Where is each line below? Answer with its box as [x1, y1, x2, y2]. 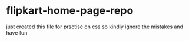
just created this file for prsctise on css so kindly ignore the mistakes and [6, 23, 184, 30]
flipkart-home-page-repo [6, 4, 134, 17]
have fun [6, 29, 28, 36]
